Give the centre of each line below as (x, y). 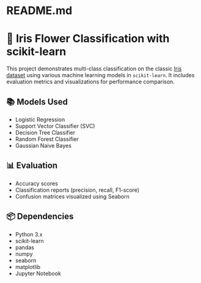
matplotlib (28, 266)
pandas (25, 247)
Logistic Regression (40, 119)
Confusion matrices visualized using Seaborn (72, 196)
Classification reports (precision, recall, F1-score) (77, 190)
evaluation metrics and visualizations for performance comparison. (91, 82)
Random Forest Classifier (47, 139)
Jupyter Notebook (38, 273)
